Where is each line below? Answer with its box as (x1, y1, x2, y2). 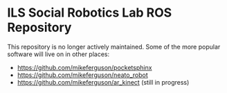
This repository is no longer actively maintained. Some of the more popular (7, 42, 221, 51)
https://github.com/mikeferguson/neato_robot (17, 71, 148, 79)
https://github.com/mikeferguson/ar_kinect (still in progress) (17, 78, 190, 86)
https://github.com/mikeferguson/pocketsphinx (17, 63, 152, 71)
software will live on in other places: (7, 50, 110, 58)
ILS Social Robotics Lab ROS (7, 5, 172, 21)
